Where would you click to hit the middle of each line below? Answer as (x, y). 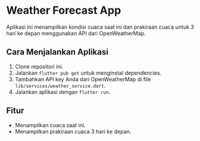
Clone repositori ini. (39, 66)
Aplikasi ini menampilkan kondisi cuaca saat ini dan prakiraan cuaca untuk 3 (100, 27)
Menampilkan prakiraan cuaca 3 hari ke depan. (73, 131)
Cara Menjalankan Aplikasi (57, 52)
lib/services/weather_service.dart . (60, 85)
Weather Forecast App (64, 10)
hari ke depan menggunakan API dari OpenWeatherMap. (76, 33)
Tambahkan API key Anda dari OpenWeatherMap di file (83, 79)
